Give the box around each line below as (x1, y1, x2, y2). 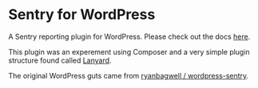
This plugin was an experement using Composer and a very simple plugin (8, 47, 250, 56)
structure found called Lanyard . (8, 55, 112, 65)
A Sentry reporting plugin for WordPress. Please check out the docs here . (8, 32, 251, 41)
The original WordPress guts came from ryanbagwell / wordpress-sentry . (8, 71, 249, 80)
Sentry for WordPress (8, 6, 156, 24)
